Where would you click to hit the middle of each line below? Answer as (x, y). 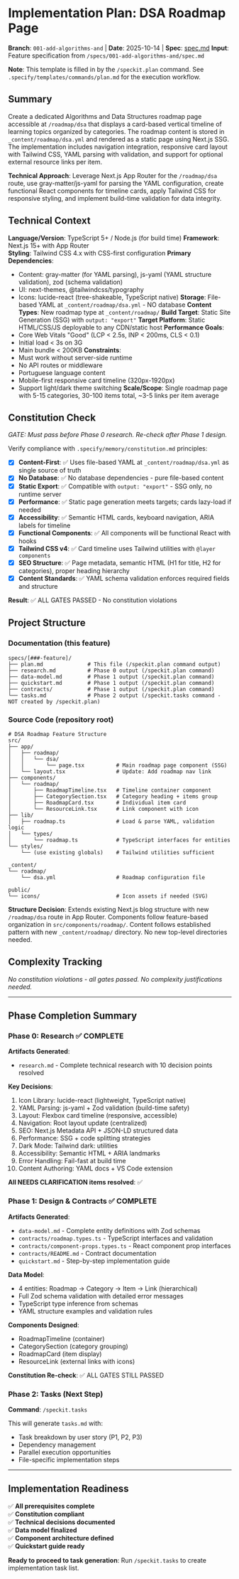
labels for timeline (44, 525)
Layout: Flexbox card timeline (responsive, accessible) (98, 1116)
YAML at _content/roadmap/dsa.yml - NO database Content (125, 305)
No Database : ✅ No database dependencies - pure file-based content (121, 478)
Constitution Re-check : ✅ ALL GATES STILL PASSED (86, 1375)
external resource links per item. (55, 162)
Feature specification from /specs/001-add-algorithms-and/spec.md (106, 56)
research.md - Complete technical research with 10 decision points (115, 1065)
